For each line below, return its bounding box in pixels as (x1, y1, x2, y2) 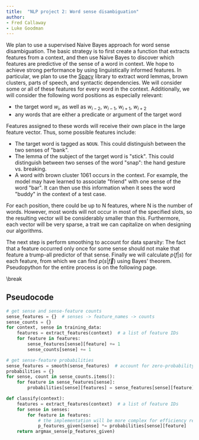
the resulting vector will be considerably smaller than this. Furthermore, (6, 214, 181, 222)
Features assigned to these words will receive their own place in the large (6, 123, 185, 130)
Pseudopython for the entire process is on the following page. (6, 264, 157, 271)
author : (6, 14, 25, 20)
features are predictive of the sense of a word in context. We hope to (6, 60, 175, 68)
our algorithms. (6, 227, 43, 235)
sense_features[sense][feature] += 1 (27, 341, 120, 347)
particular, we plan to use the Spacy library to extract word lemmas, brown (6, 73, 188, 80)
